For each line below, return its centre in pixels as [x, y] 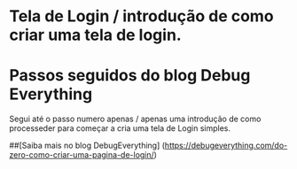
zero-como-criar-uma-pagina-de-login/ [82, 155]
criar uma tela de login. [95, 35]
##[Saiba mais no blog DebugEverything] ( [87, 146]
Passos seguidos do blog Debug [130, 76]
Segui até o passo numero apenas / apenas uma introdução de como [135, 119]
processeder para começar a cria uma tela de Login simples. [120, 128]
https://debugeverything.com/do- [226, 146]
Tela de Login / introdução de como [141, 16]
